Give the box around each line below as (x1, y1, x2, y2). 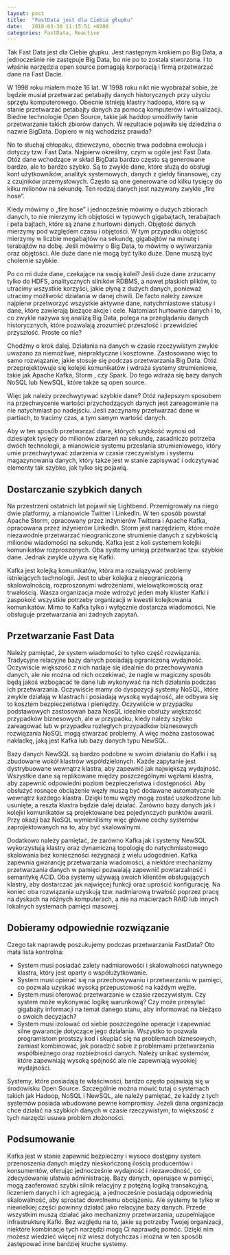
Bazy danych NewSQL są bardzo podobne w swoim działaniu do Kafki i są (7, 749, 218, 758)
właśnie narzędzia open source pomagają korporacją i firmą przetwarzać (7, 63, 214, 71)
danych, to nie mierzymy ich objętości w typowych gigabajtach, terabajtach (7, 213, 221, 221)
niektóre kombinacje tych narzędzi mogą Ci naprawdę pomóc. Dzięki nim (7, 1225, 214, 1233)
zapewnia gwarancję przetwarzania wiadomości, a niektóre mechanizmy (7, 858, 213, 867)
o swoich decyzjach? (16, 1012, 77, 1020)
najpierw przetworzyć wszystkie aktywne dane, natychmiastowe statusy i (7, 299, 216, 307)
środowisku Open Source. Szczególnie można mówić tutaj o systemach (7, 1084, 209, 1092)
